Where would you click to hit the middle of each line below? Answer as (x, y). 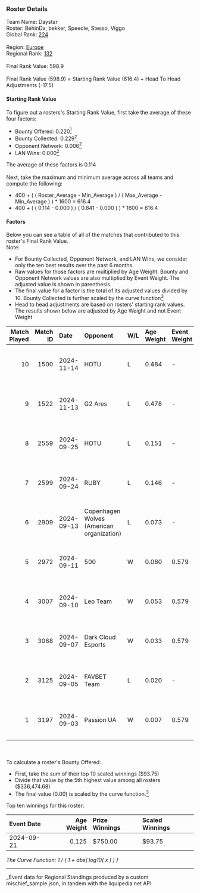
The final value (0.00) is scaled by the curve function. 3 (82, 793)
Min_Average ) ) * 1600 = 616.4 (53, 202)
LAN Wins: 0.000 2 (37, 153)
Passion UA (100, 719)
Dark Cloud (100, 637)
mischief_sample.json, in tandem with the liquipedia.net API (79, 883)
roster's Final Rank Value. (37, 241)
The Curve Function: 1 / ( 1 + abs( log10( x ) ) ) (62, 860)
